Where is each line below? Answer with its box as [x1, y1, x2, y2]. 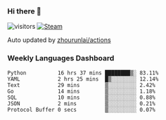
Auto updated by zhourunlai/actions [7, 36, 111, 44]
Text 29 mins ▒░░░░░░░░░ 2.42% [7, 81, 156, 88]
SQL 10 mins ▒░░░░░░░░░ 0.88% [7, 94, 156, 101]
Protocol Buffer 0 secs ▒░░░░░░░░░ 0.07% [7, 106, 156, 113]
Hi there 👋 [7, 6, 42, 16]
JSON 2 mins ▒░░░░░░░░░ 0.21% [7, 100, 156, 107]
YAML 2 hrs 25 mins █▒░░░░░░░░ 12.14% [7, 75, 159, 83]
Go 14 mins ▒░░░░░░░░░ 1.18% [7, 88, 156, 95]
